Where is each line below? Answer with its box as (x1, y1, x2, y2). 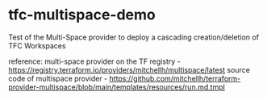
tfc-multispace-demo (8, 6, 156, 24)
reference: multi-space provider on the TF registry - (8, 56, 181, 66)
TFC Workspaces (8, 40, 66, 50)
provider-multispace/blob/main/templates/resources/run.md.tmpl (8, 82, 226, 92)
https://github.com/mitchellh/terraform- (109, 73, 241, 83)
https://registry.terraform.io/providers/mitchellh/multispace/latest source (8, 65, 250, 74)
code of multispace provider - (8, 73, 108, 83)
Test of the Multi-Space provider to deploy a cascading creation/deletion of (8, 32, 260, 42)
